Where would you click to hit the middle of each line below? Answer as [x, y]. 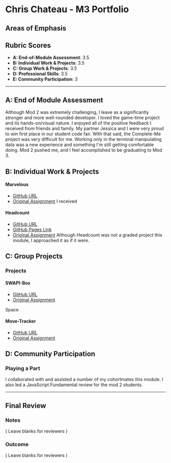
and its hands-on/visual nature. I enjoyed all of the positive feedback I [78, 123]
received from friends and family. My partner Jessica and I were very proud [84, 129]
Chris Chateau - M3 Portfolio [67, 9]
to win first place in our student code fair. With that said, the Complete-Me [83, 134]
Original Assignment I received [45, 201]
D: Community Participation [50, 354]
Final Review [26, 406]
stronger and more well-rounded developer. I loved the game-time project [83, 118]
